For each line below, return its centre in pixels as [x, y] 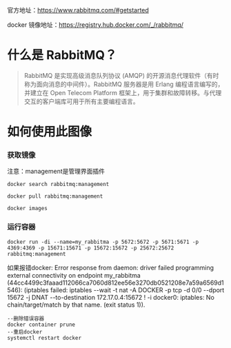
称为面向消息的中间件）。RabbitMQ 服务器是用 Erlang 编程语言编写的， [124, 84]
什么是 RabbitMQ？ [62, 55]
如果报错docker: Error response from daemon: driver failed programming [111, 267]
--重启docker [25, 332]
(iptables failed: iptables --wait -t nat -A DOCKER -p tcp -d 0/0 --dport [124, 290]
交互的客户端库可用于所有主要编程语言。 [81, 101]
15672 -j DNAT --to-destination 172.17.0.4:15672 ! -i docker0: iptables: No [111, 297]
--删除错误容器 [26, 318]
